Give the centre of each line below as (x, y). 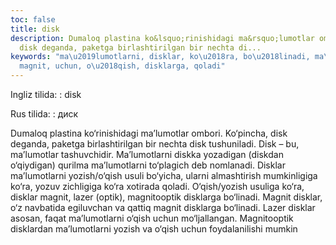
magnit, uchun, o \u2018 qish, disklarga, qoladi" (122, 66)
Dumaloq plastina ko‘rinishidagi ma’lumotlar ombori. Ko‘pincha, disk (149, 133)
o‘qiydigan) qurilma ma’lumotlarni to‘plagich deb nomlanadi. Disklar (148, 165)
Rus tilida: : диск (44, 114)
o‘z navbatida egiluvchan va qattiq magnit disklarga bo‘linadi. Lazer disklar (163, 207)
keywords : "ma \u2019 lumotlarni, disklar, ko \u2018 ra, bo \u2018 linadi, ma (167, 57)
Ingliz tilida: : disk (46, 94)
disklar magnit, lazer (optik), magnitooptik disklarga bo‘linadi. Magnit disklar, (166, 197)
